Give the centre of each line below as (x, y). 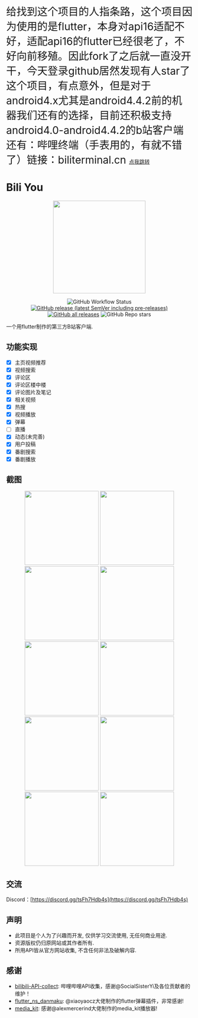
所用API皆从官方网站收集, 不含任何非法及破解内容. (76, 950)
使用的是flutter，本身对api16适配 (96, 27)
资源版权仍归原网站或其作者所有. (54, 943)
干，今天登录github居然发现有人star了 (98, 71)
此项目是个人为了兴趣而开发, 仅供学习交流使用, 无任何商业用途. (91, 936)
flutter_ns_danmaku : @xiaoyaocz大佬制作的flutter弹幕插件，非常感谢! (99, 1001)
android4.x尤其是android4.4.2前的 (89, 101)
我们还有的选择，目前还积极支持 (95, 116)
